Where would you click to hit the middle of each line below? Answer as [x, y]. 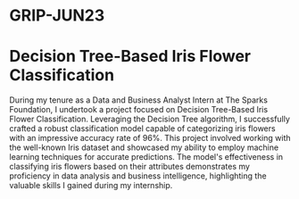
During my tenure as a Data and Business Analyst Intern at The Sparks [138, 100]
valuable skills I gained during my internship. [91, 186]
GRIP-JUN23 [57, 16]
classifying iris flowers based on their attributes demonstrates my [129, 167]
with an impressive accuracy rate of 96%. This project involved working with [150, 138]
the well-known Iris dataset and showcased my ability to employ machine [144, 147]
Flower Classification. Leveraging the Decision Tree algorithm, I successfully [149, 119]
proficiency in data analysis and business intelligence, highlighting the [138, 176]
